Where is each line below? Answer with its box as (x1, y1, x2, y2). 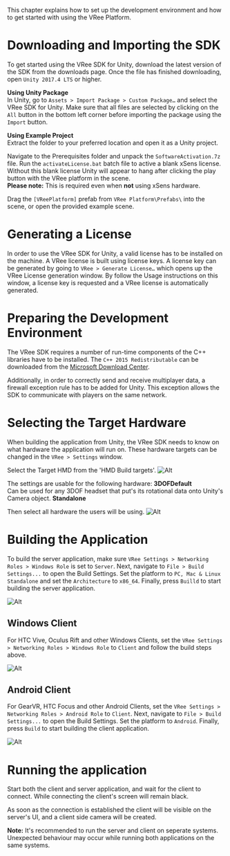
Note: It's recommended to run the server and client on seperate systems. (7, 826, 219, 835)
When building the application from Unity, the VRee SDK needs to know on (7, 437, 220, 446)
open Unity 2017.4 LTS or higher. (7, 75, 102, 83)
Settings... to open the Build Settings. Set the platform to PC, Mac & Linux (7, 569, 221, 577)
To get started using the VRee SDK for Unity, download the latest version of (7, 60, 222, 69)
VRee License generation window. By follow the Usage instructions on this (7, 271, 219, 280)
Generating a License (7, 226, 132, 242)
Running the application (7, 762, 147, 778)
